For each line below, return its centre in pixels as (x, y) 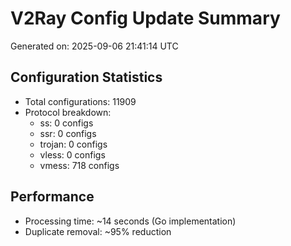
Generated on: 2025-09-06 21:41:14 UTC (94, 46)
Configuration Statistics (86, 77)
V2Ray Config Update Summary (145, 18)
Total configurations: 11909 (80, 101)
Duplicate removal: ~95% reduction (98, 231)
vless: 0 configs (72, 154)
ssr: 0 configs (68, 133)
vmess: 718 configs (79, 165)
